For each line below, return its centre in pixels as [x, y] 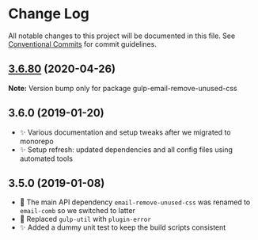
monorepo [36, 141]
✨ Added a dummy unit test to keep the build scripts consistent [123, 227]
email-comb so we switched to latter [78, 211]
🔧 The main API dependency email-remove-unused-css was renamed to [135, 202]
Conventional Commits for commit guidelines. [82, 44]
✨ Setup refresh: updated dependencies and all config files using [126, 149]
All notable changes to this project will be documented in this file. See [122, 36]
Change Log [49, 14]
